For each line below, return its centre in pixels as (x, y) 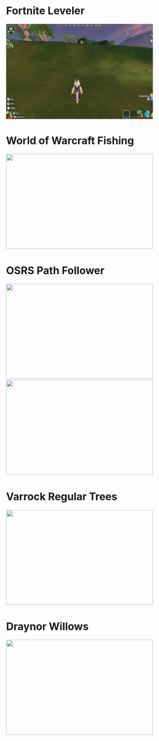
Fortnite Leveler (45, 11)
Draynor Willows (48, 626)
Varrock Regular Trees (62, 497)
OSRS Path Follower (55, 271)
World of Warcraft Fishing (70, 141)
